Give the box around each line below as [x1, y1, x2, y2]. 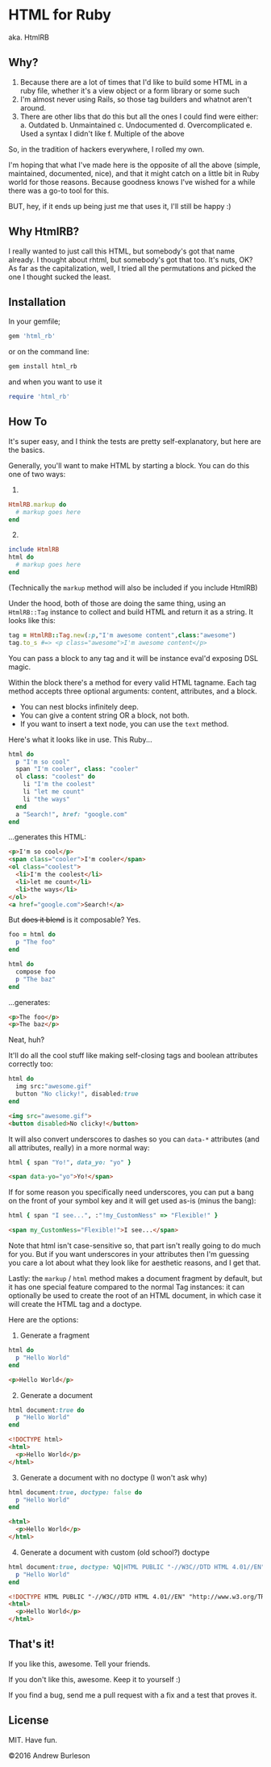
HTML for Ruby [8, 6, 111, 24]
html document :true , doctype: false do [8, 1488, 143, 1497]
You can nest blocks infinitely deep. [19, 701, 140, 711]
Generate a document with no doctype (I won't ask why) [19, 1472, 208, 1482]
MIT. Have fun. [8, 1735, 58, 1744]
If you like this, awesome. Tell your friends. [8, 1659, 151, 1669]
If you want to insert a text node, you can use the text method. [19, 718, 229, 728]
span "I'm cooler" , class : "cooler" [15, 765, 139, 773]
